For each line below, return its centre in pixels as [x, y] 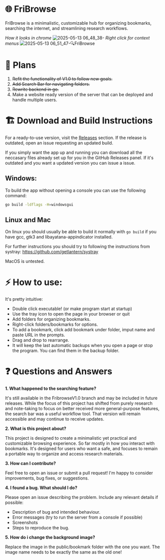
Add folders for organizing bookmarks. [51, 319]
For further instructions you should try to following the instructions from [78, 246]
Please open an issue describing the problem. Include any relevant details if [82, 497]
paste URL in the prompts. [39, 335]
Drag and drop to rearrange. [41, 340]
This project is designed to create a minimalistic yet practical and [71, 438]
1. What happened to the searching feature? [51, 388]
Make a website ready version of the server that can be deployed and [82, 94]
